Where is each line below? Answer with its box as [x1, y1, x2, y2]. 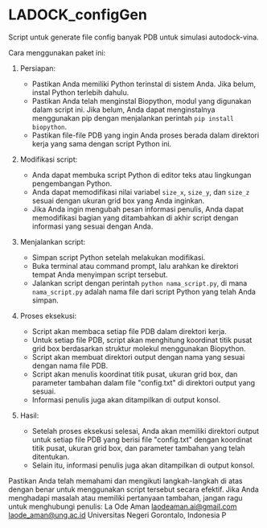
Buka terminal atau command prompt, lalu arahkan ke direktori [31, 261, 239, 270]
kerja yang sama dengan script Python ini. [31, 138, 172, 148]
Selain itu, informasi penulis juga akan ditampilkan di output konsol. [31, 460, 255, 470]
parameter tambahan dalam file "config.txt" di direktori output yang [31, 377, 256, 387]
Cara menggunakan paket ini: [8, 47, 106, 57]
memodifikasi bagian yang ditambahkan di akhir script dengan [31, 212, 239, 222]
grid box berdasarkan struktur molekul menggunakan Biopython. [31, 344, 247, 353]
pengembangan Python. [31, 179, 113, 188]
